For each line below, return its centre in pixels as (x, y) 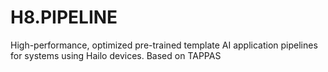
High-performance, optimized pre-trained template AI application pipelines (164, 45)
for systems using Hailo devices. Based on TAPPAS (116, 55)
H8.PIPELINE (64, 17)
